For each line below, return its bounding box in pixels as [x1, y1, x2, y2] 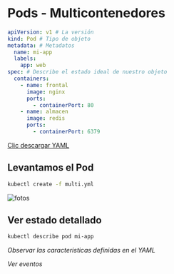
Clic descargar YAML [7, 141, 70, 149]
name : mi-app [14, 49, 53, 56]
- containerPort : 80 [33, 101, 94, 108]
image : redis [26, 115, 66, 122]
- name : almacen [20, 108, 69, 116]
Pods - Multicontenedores [7, 5, 165, 21]
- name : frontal [20, 81, 69, 88]
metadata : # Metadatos [7, 41, 75, 49]
